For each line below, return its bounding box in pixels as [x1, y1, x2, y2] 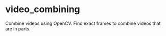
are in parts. [5, 25, 31, 31]
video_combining [5, 4, 80, 15]
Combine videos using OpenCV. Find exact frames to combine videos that [5, 20, 161, 26]
